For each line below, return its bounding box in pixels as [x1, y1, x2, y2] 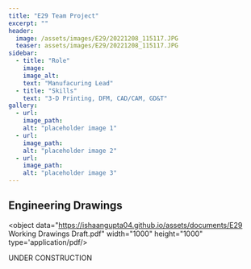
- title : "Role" [15, 57, 70, 65]
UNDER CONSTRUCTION [8, 253, 93, 263]
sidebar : [8, 49, 38, 57]
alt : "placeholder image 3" [23, 169, 117, 177]
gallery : [8, 101, 38, 110]
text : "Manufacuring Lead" [23, 79, 114, 87]
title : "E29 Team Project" [8, 11, 99, 20]
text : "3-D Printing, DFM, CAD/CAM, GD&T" [23, 94, 168, 102]
